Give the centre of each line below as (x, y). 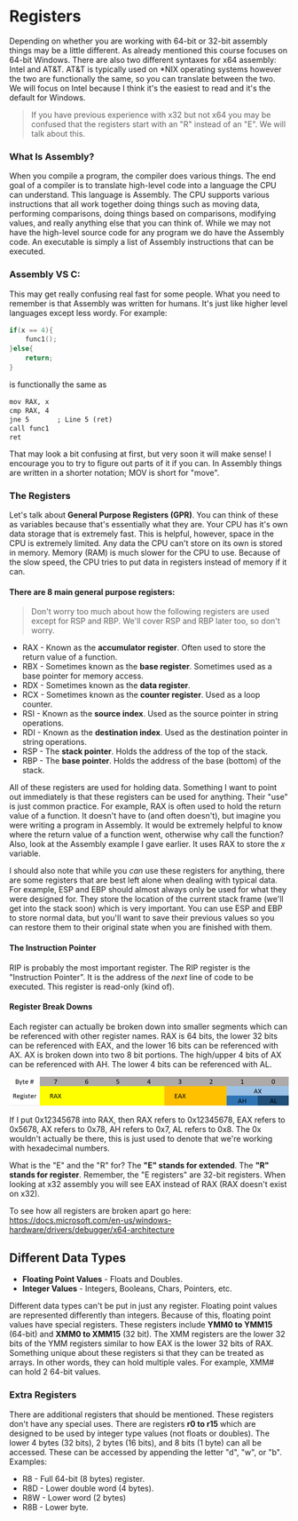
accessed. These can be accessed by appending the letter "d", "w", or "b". (145, 1452)
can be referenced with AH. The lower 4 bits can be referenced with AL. (141, 1064)
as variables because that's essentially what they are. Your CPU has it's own (149, 525)
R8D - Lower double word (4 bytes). (88, 1488)
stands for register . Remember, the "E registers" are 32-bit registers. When (148, 1175)
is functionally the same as (58, 384)
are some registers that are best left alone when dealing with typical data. (143, 880)
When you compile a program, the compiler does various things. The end (143, 176)
